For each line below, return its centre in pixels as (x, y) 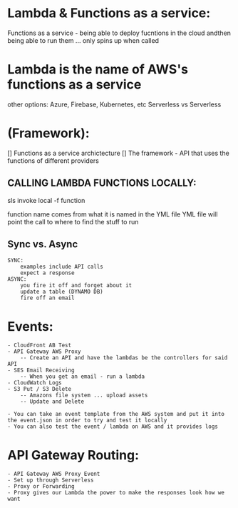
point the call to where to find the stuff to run (73, 221)
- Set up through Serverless (51, 480)
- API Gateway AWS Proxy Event (54, 474)
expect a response (47, 273)
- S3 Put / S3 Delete (40, 389)
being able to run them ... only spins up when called (83, 40)
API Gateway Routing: (73, 455)
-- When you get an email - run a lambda (82, 377)
